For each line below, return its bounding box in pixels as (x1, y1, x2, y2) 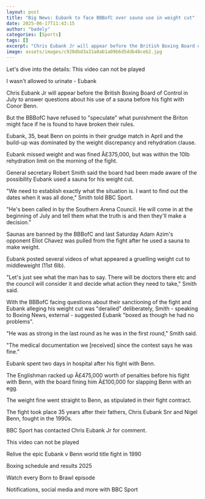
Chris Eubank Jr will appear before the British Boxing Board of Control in (6, 89, 189, 97)
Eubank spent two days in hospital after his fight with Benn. (6, 360, 156, 367)
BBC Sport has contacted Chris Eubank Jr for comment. (6, 426, 147, 434)
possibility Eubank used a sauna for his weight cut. (6, 175, 134, 183)
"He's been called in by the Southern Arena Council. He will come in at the (6, 205, 193, 213)
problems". (6, 318, 34, 325)
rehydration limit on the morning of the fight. (6, 157, 118, 164)
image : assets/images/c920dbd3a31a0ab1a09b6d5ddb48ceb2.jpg (6, 49, 163, 55)
